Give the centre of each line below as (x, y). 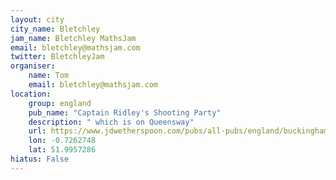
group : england (60, 103)
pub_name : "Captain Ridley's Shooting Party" (125, 112)
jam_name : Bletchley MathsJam (73, 38)
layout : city (37, 19)
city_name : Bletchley (55, 29)
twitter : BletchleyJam (57, 57)
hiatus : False (40, 159)
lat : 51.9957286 (62, 150)
